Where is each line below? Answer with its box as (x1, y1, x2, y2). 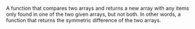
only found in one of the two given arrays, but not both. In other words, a (6, 11, 181, 18)
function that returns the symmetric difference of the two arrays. (6, 17, 162, 23)
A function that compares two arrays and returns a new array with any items (6, 5, 189, 11)
